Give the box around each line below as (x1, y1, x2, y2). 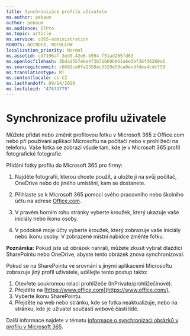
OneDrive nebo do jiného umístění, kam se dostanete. (14, 179, 146, 186)
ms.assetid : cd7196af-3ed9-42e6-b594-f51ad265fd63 (6, 53, 134, 59)
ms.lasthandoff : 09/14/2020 (6, 81, 76, 87)
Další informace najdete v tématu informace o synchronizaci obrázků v (6, 316, 179, 324)
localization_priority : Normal (6, 47, 83, 53)
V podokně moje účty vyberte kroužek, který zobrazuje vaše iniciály (14, 226, 181, 233)
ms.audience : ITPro (6, 25, 54, 31)
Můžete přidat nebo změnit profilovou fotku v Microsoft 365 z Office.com (6, 131, 185, 138)
